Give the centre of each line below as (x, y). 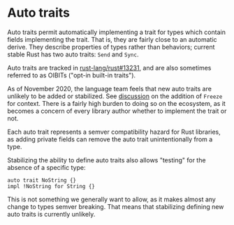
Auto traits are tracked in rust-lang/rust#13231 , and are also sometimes (109, 68)
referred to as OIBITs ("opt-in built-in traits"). (72, 75)
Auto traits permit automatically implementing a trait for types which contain (116, 32)
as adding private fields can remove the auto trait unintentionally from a (110, 139)
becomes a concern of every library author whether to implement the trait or (117, 111)
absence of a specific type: (46, 167)
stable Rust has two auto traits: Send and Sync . (73, 54)
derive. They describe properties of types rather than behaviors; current (111, 47)
